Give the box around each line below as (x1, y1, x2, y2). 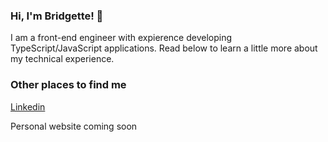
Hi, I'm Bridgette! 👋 (10, 9, 104, 23)
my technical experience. (10, 53, 115, 65)
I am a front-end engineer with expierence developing (10, 32, 232, 44)
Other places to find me (10, 78, 127, 92)
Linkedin (10, 100, 46, 113)
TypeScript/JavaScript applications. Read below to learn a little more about (10, 42, 318, 54)
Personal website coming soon (10, 120, 138, 132)
